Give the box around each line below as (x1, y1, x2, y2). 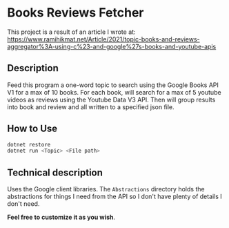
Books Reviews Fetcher (7, 5, 144, 21)
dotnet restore (7, 141, 51, 148)
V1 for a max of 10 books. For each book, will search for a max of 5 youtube (7, 88, 222, 96)
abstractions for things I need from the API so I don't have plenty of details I (7, 192, 222, 201)
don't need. (7, 200, 40, 208)
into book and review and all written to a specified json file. (7, 102, 175, 111)
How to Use (7, 123, 58, 135)
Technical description (7, 167, 103, 178)
